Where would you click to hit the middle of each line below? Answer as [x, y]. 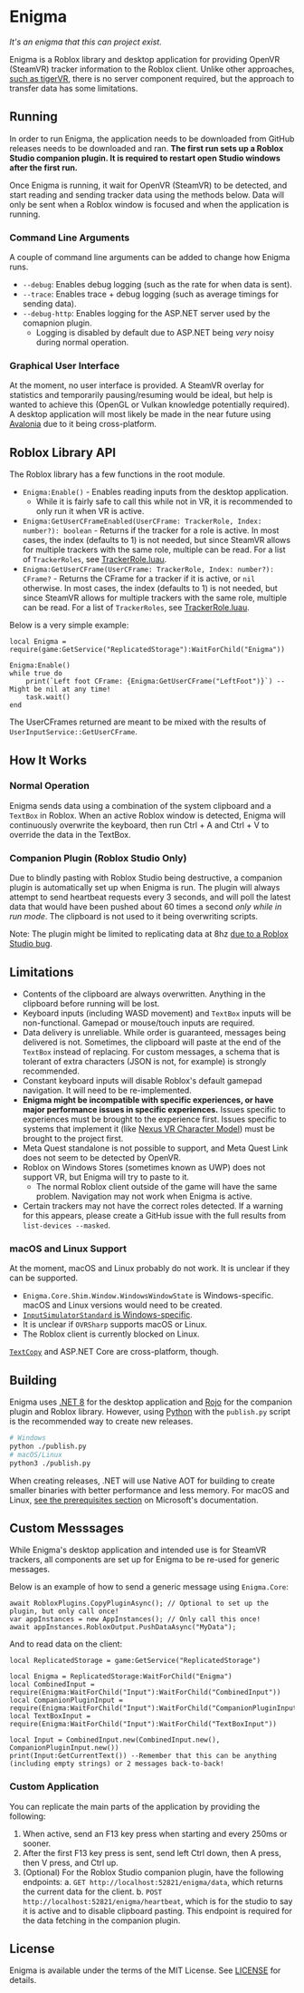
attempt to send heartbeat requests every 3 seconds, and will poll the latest [150, 897]
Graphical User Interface [65, 365]
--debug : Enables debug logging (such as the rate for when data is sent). [157, 285]
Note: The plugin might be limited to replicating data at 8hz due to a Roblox [149, 934]
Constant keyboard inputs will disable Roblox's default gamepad [142, 1080]
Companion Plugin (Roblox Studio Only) [98, 858]
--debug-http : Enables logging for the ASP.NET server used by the [146, 314]
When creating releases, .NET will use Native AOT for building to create [142, 1481]
